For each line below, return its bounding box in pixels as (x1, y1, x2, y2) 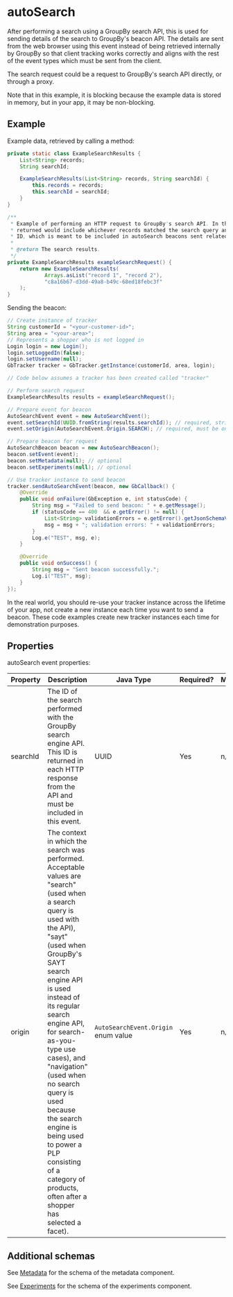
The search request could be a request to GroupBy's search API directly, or (7, 70, 222, 78)
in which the (47, 837, 87, 846)
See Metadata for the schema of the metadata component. (7, 1269, 175, 1277)
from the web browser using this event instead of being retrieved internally (7, 42, 221, 50)
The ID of (47, 687, 78, 697)
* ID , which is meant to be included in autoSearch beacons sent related (10, 233, 228, 240)
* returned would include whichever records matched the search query (10, 227, 218, 234)
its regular (47, 1001, 80, 1011)
